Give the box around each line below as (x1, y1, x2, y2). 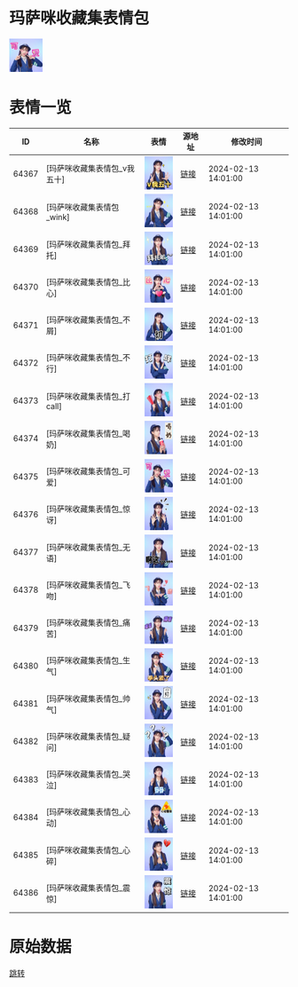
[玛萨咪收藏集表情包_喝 (45, 428, 131, 438)
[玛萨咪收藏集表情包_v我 (45, 163, 136, 174)
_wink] (45, 211, 71, 222)
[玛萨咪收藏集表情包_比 (45, 276, 131, 287)
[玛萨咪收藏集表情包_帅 (45, 693, 131, 704)
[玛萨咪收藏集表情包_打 (45, 391, 131, 402)
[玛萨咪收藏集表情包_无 (45, 541, 131, 552)
